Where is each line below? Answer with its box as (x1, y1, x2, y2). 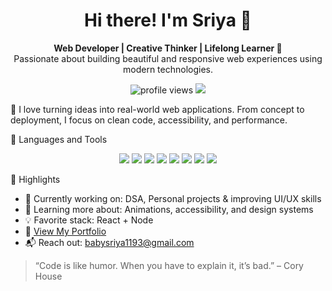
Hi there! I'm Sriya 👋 (84, 9, 252, 32)
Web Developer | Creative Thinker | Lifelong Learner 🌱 (53, 42, 283, 54)
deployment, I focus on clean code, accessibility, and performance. (10, 114, 288, 126)
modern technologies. (123, 63, 213, 75)
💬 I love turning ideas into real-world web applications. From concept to (10, 103, 305, 115)
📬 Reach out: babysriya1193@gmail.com (24, 236, 195, 248)
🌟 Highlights (10, 173, 61, 185)
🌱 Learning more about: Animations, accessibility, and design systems (24, 203, 314, 215)
